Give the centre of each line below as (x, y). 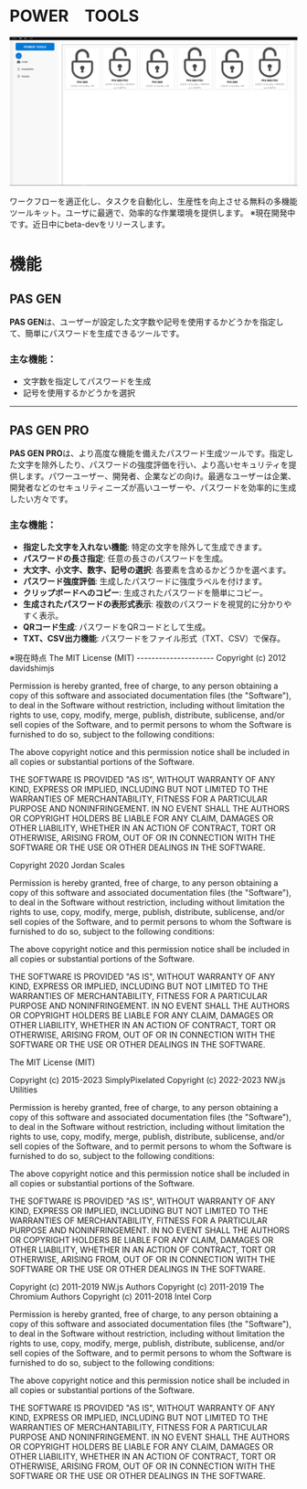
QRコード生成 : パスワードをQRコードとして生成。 (116, 627)
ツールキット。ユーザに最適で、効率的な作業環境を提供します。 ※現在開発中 (153, 213)
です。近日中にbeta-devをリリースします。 (90, 224)
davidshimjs (32, 668)
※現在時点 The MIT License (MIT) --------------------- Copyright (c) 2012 (148, 657)
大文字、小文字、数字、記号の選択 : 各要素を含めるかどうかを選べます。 (157, 569)
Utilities (24, 1090)
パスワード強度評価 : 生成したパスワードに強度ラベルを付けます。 (145, 581)
